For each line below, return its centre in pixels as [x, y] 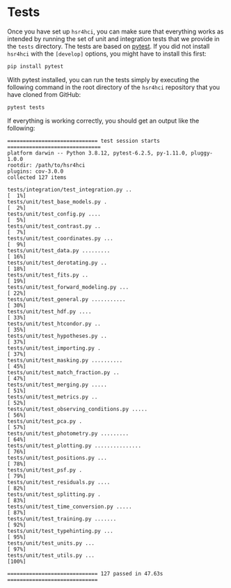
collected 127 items [37, 177]
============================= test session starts [83, 141]
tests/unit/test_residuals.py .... [59, 482]
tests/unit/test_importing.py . [54, 348]
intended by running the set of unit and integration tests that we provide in [113, 38]
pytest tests [26, 107]
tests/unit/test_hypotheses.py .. [57, 336]
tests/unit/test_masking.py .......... [65, 360]
